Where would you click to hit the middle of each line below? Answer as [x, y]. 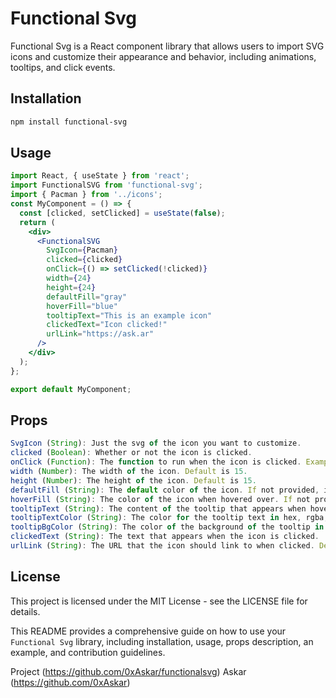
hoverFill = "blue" [82, 306]
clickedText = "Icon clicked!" [107, 325]
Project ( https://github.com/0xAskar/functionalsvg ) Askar [128, 671]
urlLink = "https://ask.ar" [100, 334]
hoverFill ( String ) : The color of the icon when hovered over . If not [160, 499]
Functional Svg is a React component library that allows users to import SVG [167, 46]
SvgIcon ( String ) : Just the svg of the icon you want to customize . [156, 443]
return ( [37, 222]
